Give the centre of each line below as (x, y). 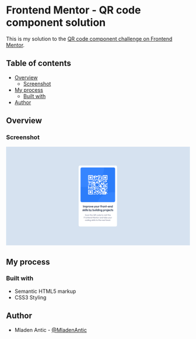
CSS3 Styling (30, 297)
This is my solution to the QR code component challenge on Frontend (89, 39)
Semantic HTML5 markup (45, 291)
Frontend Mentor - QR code (73, 10)
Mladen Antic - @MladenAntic (51, 330)
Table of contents (38, 63)
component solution (56, 23)
